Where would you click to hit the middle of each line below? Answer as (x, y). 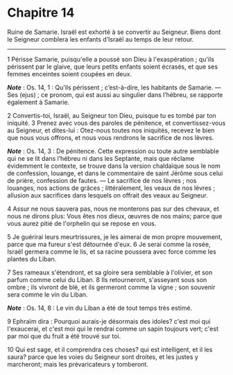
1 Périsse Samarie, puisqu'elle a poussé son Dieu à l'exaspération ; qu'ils (111, 59)
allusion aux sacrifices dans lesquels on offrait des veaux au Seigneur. (107, 195)
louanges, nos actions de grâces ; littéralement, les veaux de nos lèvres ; (111, 188)
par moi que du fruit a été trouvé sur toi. (64, 336)
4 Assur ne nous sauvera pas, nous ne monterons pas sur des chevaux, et (113, 209)
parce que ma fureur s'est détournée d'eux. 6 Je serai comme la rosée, (109, 244)
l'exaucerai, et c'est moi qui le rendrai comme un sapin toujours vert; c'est (113, 329)
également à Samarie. (38, 102)
